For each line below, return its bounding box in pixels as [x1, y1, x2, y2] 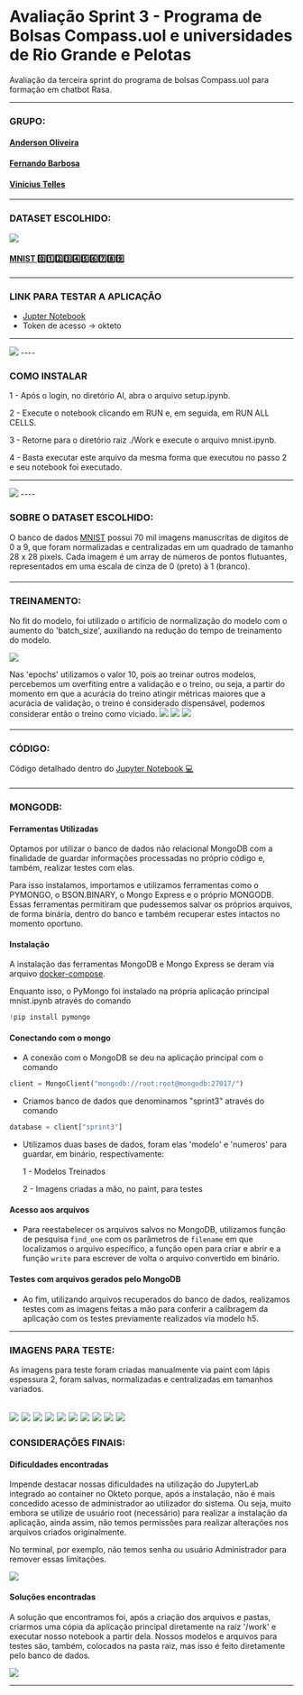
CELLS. [9, 417, 37, 428]
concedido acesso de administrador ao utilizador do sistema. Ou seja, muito [9, 1498, 291, 1509]
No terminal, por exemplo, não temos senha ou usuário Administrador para [9, 1544, 287, 1555]
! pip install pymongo [9, 1012, 91, 1022]
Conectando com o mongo [9, 1032, 111, 1043]
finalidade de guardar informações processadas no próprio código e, [9, 853, 266, 864]
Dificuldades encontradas [9, 1459, 109, 1470]
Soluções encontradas [9, 1591, 96, 1602]
